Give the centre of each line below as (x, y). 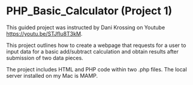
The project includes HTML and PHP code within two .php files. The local (96, 69)
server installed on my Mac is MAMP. (52, 75)
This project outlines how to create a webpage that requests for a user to (96, 45)
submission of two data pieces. (45, 58)
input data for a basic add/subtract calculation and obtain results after (92, 51)
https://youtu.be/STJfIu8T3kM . (44, 33)
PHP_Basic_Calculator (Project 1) (89, 11)
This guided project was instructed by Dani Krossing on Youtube (86, 27)
